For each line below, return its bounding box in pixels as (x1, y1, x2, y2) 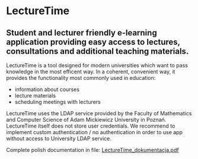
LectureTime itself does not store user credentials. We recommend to (6, 122, 175, 129)
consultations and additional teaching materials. (6, 46, 189, 56)
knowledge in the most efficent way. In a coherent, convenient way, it (6, 68, 175, 75)
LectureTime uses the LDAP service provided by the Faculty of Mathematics (6, 110, 192, 116)
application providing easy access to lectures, (6, 37, 180, 47)
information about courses (14, 86, 80, 93)
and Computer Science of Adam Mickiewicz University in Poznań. (6, 116, 167, 123)
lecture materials (14, 92, 56, 99)
